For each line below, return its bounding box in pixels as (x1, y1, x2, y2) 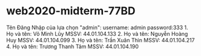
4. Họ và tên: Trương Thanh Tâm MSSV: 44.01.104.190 (6, 43, 139, 50)
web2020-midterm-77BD (6, 4, 136, 18)
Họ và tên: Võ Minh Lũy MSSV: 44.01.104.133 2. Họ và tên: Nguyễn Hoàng (6, 30, 188, 37)
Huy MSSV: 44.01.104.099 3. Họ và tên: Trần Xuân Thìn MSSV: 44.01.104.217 (6, 36, 195, 43)
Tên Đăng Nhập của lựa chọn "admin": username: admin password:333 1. (6, 24, 188, 31)
